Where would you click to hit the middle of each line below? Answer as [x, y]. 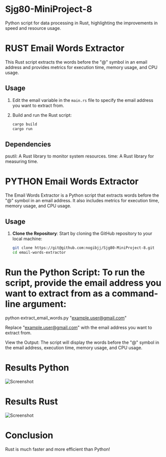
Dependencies [28, 144]
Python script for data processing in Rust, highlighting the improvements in [82, 23]
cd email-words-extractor [39, 252]
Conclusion [29, 435]
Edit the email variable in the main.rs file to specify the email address [83, 100]
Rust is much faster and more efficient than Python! [58, 449]
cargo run [23, 129]
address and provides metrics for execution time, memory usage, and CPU [81, 67]
